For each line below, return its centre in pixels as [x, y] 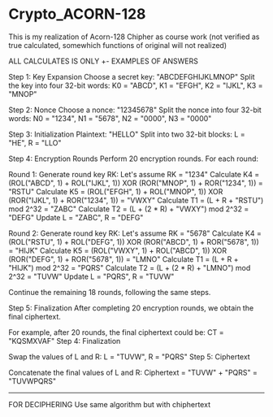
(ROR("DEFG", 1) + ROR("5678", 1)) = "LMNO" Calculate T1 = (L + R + [123, 259]
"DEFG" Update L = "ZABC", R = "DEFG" [76, 217]
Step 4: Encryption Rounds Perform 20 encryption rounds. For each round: [133, 159]
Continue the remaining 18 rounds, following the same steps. [110, 292]
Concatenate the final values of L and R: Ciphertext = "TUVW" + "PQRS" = [133, 372]
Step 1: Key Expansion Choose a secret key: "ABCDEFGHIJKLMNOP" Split [132, 76]
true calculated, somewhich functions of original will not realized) [118, 45]
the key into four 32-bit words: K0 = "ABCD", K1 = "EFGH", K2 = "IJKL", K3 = [136, 85]
